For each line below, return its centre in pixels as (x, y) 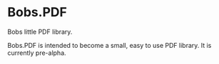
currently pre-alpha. (37, 53)
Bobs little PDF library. (40, 32)
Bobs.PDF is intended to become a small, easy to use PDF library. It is (109, 45)
